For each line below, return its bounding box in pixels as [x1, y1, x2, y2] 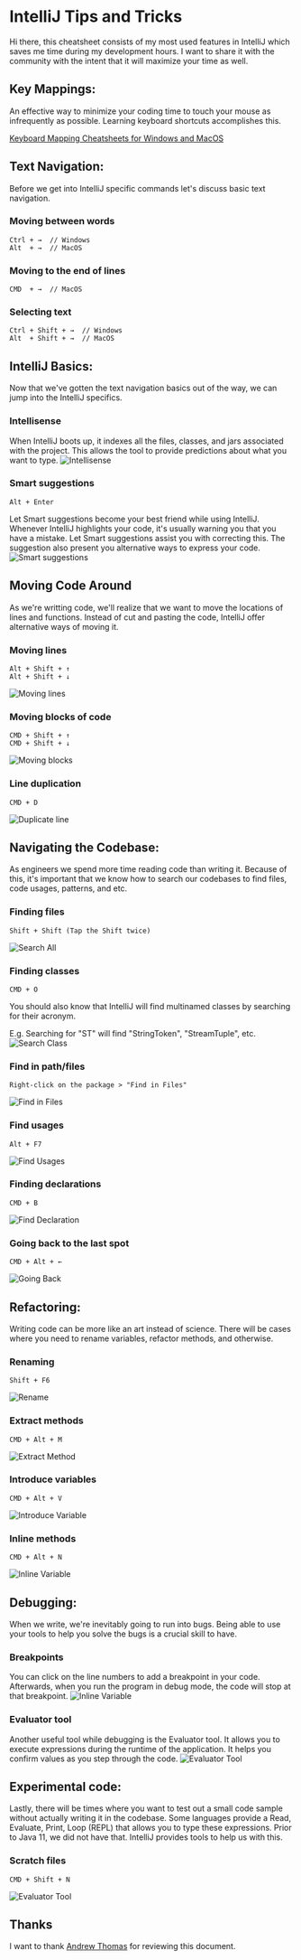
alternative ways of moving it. [9, 621, 119, 632]
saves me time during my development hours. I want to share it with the [9, 45, 275, 56]
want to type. [9, 455, 59, 465]
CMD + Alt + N [9, 1552, 63, 1562]
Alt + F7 [9, 1139, 42, 1149]
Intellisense [9, 415, 61, 427]
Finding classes [9, 964, 80, 977]
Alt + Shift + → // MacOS [9, 334, 115, 343]
